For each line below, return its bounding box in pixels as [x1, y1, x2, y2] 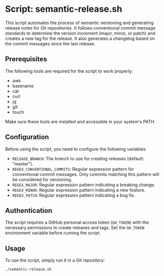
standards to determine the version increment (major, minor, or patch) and [5, 30, 156, 36]
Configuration [5, 133, 49, 141]
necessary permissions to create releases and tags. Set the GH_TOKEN [5, 225, 144, 231]
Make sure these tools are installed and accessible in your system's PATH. [5, 118, 156, 124]
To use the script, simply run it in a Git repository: [5, 257, 105, 263]
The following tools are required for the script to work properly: [5, 68, 133, 74]
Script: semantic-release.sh [5, 3, 122, 15]
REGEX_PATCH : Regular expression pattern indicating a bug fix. [12, 192, 135, 198]
